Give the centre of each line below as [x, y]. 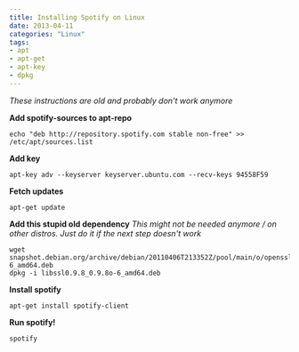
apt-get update [37, 207]
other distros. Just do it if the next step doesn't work [105, 233]
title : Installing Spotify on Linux [77, 17]
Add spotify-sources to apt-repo [70, 117]
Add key [25, 158]
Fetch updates [36, 191]
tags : [19, 42]
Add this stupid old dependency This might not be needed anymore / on [143, 224]
